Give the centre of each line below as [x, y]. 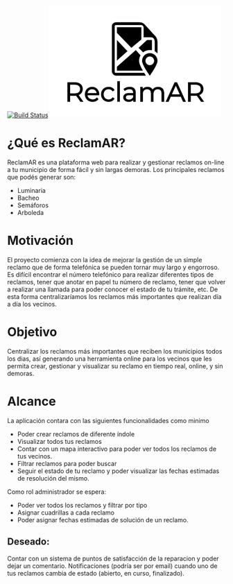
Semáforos [33, 205]
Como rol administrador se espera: [57, 492]
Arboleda [30, 212]
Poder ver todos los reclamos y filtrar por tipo [82, 505]
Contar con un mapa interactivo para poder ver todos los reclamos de [117, 449]
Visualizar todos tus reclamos [59, 441]
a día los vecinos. [32, 304]
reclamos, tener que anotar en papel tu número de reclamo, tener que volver [116, 282]
